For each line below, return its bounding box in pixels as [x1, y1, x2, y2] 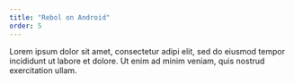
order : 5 [9, 21, 42, 30]
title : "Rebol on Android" [9, 12, 111, 22]
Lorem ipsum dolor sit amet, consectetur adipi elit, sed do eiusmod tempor [9, 46, 286, 56]
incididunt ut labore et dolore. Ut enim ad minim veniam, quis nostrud [9, 55, 265, 66]
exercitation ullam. [9, 64, 78, 76]
